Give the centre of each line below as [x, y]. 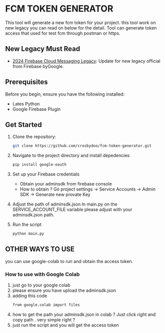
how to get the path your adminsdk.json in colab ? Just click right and [84, 314]
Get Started [23, 125]
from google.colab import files [46, 305]
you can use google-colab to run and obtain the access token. [69, 261]
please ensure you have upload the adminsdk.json [64, 290]
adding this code [30, 296]
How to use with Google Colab [42, 274]
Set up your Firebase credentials [46, 174]
